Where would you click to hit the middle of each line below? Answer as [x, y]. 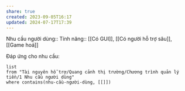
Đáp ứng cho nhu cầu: [33, 57]
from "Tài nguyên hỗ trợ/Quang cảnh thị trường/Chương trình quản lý [93, 72]
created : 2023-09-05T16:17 [39, 17]
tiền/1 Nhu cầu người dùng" [40, 77]
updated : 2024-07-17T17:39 [39, 22]
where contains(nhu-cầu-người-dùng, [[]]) [59, 82]
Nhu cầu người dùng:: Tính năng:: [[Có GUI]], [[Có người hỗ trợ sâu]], [89, 39]
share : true [20, 11]
